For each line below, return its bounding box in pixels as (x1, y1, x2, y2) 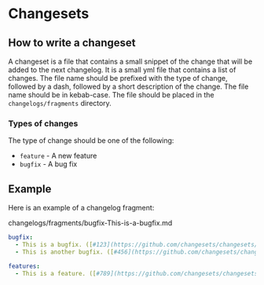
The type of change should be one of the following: (8, 136, 174, 145)
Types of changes (8, 118, 79, 129)
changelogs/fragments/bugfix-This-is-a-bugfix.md (8, 218, 173, 228)
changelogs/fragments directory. (8, 99, 112, 108)
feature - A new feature (19, 151, 97, 161)
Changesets (8, 5, 90, 23)
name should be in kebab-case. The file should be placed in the (8, 90, 214, 99)
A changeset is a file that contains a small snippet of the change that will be (8, 57, 253, 66)
